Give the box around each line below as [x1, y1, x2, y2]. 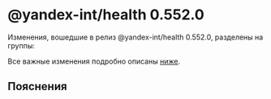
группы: [7, 40, 36, 50]
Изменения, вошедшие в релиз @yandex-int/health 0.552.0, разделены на [7, 32, 264, 42]
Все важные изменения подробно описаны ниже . [7, 56, 180, 66]
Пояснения [7, 80, 67, 93]
